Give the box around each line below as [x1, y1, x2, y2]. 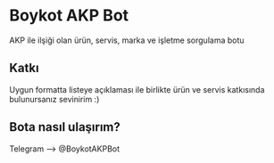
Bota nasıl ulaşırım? [9, 119, 120, 134]
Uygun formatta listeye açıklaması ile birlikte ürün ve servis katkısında [9, 84, 265, 94]
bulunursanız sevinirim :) [9, 94, 100, 104]
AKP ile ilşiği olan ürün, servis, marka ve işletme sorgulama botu [9, 35, 245, 45]
